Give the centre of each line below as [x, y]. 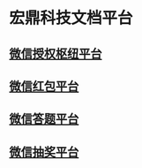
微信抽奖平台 [44, 152]
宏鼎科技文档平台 [71, 18]
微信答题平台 [44, 119]
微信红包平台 [44, 86]
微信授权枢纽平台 [56, 53]
